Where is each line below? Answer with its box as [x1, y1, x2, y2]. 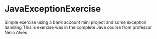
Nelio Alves [4, 29, 28, 35]
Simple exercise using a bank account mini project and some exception [4, 19, 147, 25]
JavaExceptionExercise [4, 3, 101, 14]
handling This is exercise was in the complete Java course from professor [4, 24, 152, 30]
